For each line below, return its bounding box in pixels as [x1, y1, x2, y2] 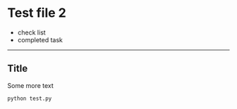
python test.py [7, 95, 52, 102]
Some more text [7, 81, 54, 89]
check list [17, 28, 46, 37]
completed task [17, 35, 63, 44]
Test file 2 [7, 5, 67, 21]
